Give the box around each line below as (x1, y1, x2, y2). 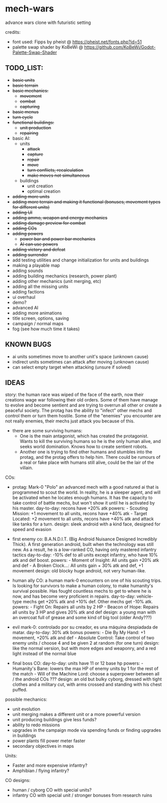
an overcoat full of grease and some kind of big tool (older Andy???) (12, 615, 152, 621)
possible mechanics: (5, 696, 47, 702)
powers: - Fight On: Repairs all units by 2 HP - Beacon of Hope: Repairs (12, 604, 159, 610)
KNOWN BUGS (5, 340, 52, 349)
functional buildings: (12, 119, 55, 125)
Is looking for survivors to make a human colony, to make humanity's (12, 583, 153, 589)
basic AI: (12, 135, 31, 141)
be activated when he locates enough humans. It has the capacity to (12, 495, 153, 501)
